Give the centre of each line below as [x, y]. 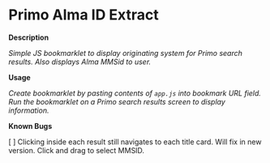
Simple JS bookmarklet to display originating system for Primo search [126, 53]
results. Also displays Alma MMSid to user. [80, 62]
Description [29, 37]
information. [29, 110]
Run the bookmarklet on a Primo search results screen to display [117, 101]
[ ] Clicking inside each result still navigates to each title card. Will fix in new [135, 142]
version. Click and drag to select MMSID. [76, 150]
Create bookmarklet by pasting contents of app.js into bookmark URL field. [135, 93]
